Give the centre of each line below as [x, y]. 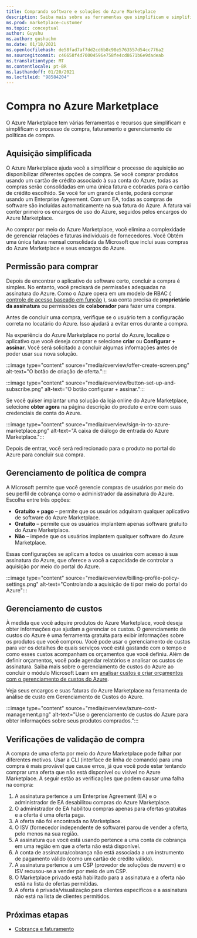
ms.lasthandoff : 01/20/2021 [40, 72]
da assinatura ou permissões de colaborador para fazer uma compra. [91, 306]
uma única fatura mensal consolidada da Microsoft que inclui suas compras [97, 241]
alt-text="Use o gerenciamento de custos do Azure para [120, 715]
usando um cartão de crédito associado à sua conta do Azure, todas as [92, 180]
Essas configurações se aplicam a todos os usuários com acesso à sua [92, 553]
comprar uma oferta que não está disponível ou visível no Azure [83, 773]
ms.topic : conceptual [33, 28]
